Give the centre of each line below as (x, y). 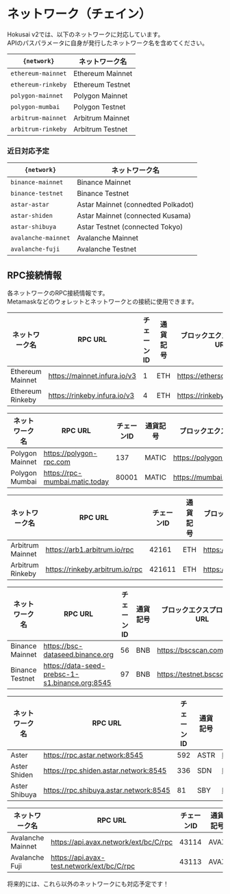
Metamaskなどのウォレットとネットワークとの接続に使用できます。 (102, 301)
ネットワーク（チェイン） (79, 14)
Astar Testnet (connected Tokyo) (130, 227)
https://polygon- (71, 454)
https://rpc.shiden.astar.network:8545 (105, 771)
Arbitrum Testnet (100, 129)
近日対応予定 (28, 151)
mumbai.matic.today (76, 482)
